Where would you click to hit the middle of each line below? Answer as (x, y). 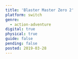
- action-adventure (31, 24)
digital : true (20, 29)
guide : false (19, 39)
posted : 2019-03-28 (26, 48)
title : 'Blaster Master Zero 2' (40, 10)
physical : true (21, 34)
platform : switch (24, 15)
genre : (12, 19)
